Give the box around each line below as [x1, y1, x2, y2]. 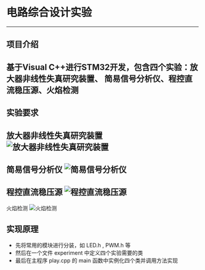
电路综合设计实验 [6, 5, 93, 20]
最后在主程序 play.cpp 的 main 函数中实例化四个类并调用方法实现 [15, 257, 178, 264]
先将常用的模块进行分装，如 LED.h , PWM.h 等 [15, 241, 131, 249]
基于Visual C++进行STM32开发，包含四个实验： [6, 62, 190, 72]
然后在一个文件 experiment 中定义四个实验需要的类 [15, 249, 143, 257]
